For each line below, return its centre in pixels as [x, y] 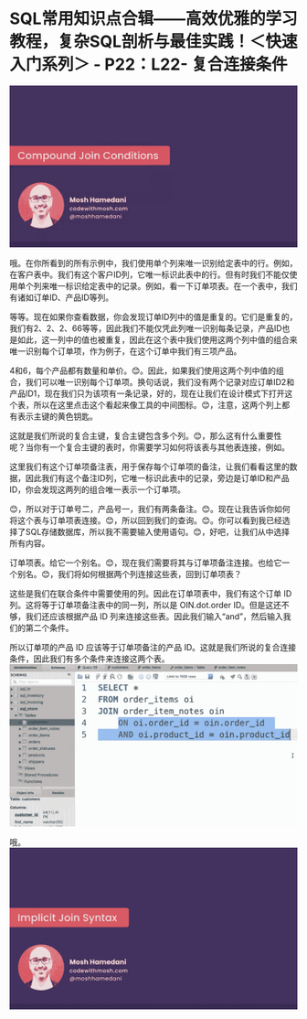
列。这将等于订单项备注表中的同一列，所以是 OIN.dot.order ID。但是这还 [145, 606]
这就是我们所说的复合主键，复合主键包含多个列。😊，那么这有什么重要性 [146, 436]
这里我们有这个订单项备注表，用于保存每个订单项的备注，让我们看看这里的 [149, 467]
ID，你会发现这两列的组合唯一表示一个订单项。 [97, 489]
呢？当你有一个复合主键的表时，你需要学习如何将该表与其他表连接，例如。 [149, 447]
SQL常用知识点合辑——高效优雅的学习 [153, 19]
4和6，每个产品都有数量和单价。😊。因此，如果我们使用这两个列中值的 [143, 370]
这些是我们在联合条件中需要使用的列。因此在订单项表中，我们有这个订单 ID [151, 594]
